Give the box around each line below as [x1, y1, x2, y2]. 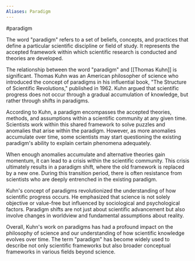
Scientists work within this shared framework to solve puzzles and [6, 121, 165, 128]
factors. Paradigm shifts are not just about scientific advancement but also [6, 205, 185, 212]
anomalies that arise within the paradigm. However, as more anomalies [6, 127, 176, 134]
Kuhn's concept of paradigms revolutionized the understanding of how [6, 187, 176, 194]
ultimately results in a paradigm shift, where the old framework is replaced [6, 163, 185, 170]
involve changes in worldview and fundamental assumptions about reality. [6, 212, 184, 219]
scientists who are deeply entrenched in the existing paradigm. [6, 176, 158, 183]
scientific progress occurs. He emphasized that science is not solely [6, 193, 170, 200]
